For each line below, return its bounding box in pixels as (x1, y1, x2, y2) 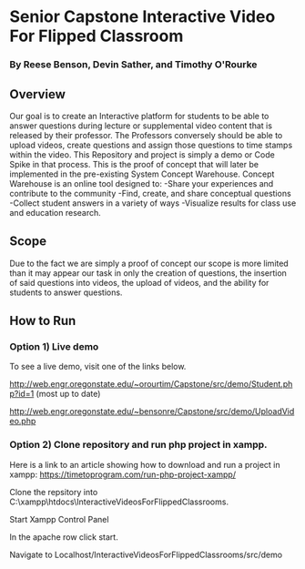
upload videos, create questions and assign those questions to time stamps (9, 139, 293, 150)
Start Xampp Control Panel (9, 513, 109, 524)
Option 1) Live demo (9, 340, 99, 353)
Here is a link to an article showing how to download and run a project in (9, 459, 280, 470)
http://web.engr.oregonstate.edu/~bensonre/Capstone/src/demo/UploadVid (9, 406, 295, 417)
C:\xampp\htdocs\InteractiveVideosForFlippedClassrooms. (9, 496, 229, 507)
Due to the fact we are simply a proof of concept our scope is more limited (9, 258, 289, 269)
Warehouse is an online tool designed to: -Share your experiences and (9, 178, 274, 188)
